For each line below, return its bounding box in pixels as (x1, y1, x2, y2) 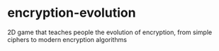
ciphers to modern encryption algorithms (7, 35, 128, 43)
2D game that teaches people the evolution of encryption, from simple (7, 28, 213, 36)
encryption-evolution (7, 5, 136, 21)
